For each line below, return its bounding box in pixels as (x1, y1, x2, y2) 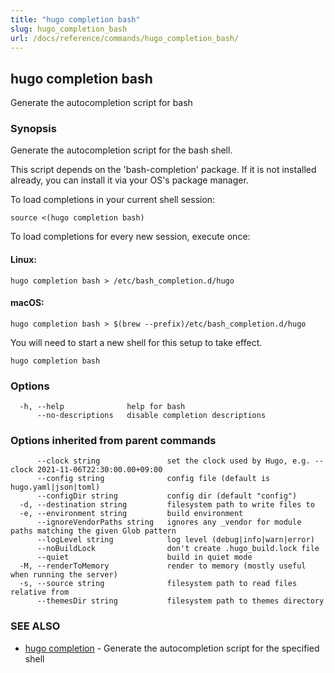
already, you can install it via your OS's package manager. (10, 174, 249, 186)
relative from (10, 587, 70, 598)
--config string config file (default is (36, 474, 271, 484)
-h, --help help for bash (19, 402, 186, 412)
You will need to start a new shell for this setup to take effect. (10, 336, 263, 348)
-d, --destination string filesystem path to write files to (19, 500, 315, 510)
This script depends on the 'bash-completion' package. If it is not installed (10, 164, 317, 176)
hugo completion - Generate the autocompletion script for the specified (24, 642, 320, 654)
